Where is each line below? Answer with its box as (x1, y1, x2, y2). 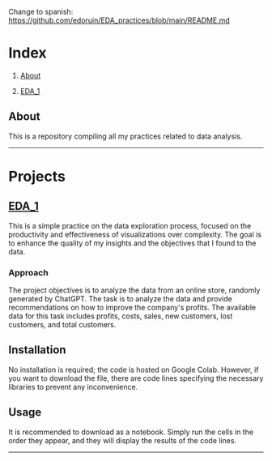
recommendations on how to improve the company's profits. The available (8, 303, 257, 313)
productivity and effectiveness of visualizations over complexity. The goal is (8, 229, 261, 239)
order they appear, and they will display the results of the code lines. (8, 435, 237, 445)
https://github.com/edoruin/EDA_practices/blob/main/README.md (8, 15, 231, 25)
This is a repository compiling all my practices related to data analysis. (8, 131, 243, 141)
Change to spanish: (8, 7, 74, 16)
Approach (8, 267, 49, 278)
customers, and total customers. (8, 320, 117, 330)
